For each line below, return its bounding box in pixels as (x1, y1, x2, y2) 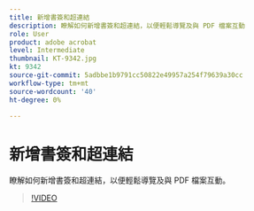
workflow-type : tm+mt (9, 79, 89, 88)
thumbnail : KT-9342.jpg (9, 54, 97, 63)
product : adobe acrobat (9, 37, 97, 47)
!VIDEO (30, 192, 58, 204)
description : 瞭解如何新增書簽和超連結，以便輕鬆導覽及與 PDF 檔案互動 (9, 21, 246, 30)
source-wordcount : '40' (9, 87, 97, 96)
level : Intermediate (9, 46, 86, 55)
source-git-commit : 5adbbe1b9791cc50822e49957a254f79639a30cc (9, 71, 243, 80)
